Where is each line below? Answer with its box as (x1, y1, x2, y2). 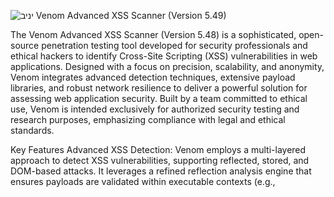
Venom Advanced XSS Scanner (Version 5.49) (35, 10, 227, 21)
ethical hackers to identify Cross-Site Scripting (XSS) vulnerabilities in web (10, 50, 318, 62)
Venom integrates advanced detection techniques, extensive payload (10, 71, 296, 83)
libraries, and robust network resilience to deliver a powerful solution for (10, 82, 308, 94)
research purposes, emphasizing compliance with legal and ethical (10, 114, 286, 125)
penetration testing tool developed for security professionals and (41, 40, 308, 51)
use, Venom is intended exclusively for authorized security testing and (10, 103, 300, 115)
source (10, 40, 40, 51)
